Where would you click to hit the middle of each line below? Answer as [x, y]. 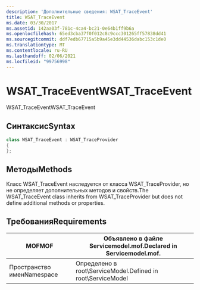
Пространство [30, 267]
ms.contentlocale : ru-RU [37, 51]
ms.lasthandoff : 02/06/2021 [41, 56]
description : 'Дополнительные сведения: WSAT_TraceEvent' [79, 12]
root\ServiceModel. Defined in [117, 270]
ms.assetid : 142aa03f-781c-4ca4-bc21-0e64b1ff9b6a [70, 28]
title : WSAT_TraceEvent [36, 17]
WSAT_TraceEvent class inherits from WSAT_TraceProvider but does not [95, 197]
